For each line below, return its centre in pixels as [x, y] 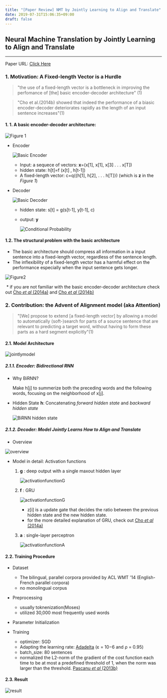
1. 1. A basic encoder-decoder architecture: [51, 125]
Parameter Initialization [36, 622]
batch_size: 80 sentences [46, 652]
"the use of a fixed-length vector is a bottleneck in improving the [83, 87]
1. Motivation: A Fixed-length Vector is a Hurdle [63, 77]
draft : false [19, 19]
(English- [146, 577]
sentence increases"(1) [41, 113]
